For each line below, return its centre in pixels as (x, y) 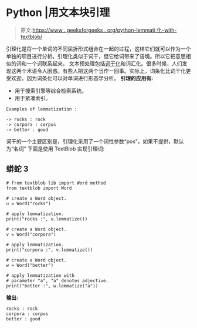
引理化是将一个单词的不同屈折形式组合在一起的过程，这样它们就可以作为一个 (98, 49)
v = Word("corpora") (31, 234)
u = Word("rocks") (28, 203)
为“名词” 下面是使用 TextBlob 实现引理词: (55, 149)
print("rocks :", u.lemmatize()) (47, 219)
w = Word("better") (30, 265)
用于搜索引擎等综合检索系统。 (50, 91)
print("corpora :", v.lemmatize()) (50, 250)
